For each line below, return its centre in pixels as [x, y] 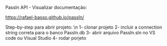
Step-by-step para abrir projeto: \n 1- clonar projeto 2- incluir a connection [84, 27]
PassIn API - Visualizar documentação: [46, 7]
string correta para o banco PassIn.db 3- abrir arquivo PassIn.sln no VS [80, 32]
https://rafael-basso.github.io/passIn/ [45, 17]
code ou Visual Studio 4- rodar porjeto [46, 38]
